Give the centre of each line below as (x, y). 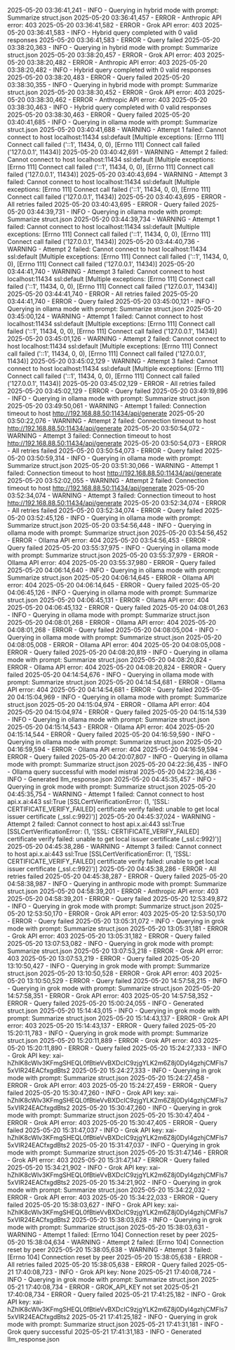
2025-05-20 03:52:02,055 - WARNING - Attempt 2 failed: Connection (108, 480)
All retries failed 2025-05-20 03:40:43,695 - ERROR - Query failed (103, 204)
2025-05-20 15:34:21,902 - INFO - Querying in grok (146, 1182)
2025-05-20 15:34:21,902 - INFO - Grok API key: (78, 1167)
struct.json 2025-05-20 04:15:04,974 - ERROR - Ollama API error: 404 (109, 705)
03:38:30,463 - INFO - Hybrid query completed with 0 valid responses (109, 107)
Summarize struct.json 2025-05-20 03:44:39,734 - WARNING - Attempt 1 (113, 219)
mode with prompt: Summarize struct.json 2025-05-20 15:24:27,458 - (108, 1078)
